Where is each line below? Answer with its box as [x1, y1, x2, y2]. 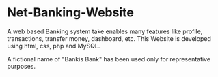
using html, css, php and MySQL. [7, 42, 100, 50]
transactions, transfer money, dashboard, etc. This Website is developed [7, 34, 212, 42]
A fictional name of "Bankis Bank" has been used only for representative [7, 55, 210, 63]
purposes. [7, 62, 36, 70]
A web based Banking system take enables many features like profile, [7, 27, 203, 35]
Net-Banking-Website [7, 5, 135, 20]
